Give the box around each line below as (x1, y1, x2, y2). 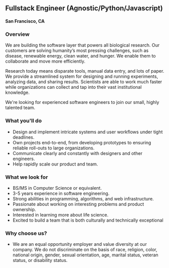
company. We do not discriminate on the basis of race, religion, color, (12, 247, 158, 253)
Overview (5, 30, 30, 37)
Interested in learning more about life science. (12, 211, 109, 218)
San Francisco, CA (5, 18, 45, 24)
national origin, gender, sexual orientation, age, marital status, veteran (12, 252, 158, 258)
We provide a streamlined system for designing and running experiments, (5, 73, 158, 80)
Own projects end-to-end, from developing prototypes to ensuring (12, 139, 151, 145)
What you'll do (5, 117, 42, 124)
